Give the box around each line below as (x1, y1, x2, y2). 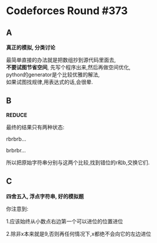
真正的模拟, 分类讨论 (6, 44, 56, 51)
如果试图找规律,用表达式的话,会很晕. (6, 78, 93, 85)
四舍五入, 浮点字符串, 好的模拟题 (6, 192, 84, 199)
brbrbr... (6, 147, 26, 154)
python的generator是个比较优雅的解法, (6, 71, 100, 78)
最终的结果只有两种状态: (6, 124, 65, 131)
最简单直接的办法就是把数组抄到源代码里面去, (6, 56, 116, 63)
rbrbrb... (6, 135, 26, 142)
